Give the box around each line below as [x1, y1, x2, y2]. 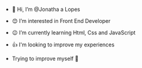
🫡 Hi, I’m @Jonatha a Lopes [11, 6, 80, 13]
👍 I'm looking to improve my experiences [11, 41, 115, 48]
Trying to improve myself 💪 [11, 55, 79, 62]
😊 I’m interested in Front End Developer [11, 17, 111, 24]
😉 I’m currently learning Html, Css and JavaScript [11, 29, 136, 36]
